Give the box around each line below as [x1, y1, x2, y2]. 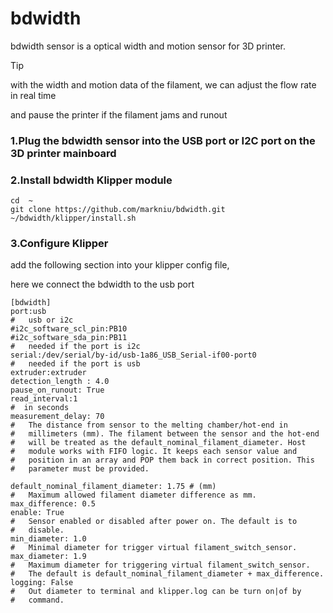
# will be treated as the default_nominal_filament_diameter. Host [10, 438, 307, 448]
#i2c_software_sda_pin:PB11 [10, 333, 128, 343]
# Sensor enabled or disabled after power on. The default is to [10, 517, 298, 527]
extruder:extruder [10, 368, 87, 378]
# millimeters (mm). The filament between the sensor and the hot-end [10, 429, 320, 439]
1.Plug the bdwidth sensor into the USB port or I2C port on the [10, 133, 316, 147]
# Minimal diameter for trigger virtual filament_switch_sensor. [10, 543, 298, 553]
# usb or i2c [10, 315, 74, 326]
